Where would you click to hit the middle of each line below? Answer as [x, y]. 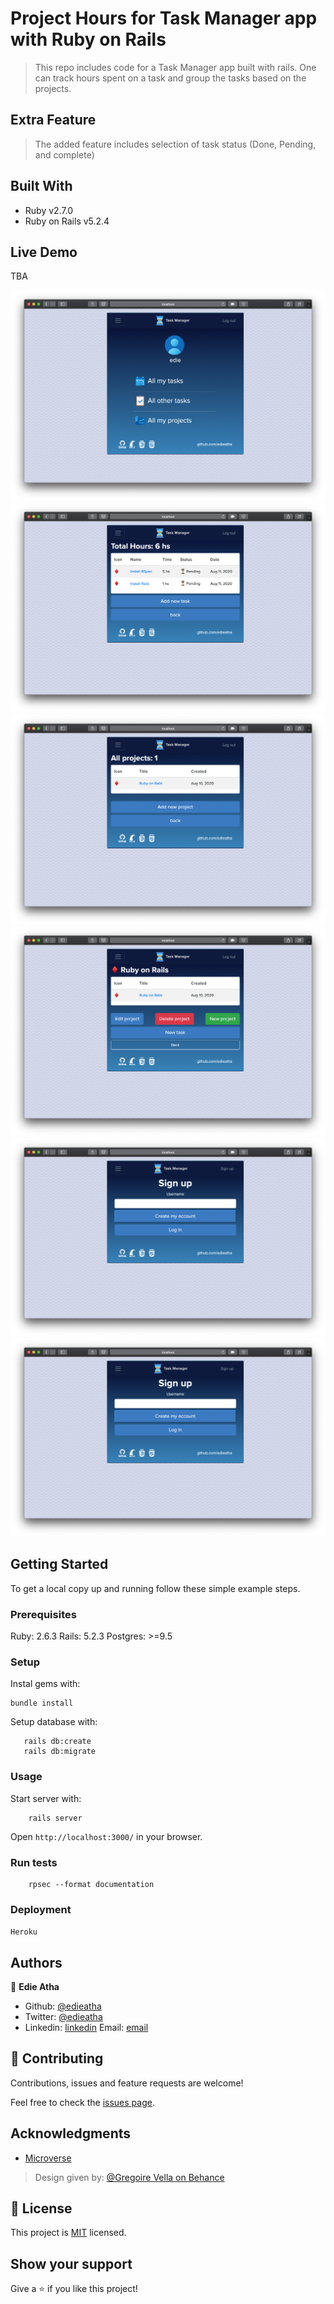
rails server [55, 1818]
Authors [36, 1962]
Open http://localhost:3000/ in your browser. [106, 1836]
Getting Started [59, 1564]
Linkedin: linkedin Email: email [86, 2028]
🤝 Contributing [57, 2058]
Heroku [24, 1932]
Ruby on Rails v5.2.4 [67, 221]
